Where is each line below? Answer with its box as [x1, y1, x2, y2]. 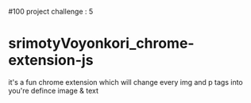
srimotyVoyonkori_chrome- [8, 35, 195, 52]
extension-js [8, 51, 94, 70]
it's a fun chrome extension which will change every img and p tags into [8, 77, 244, 86]
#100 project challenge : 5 [8, 7, 94, 16]
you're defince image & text [8, 86, 99, 95]
